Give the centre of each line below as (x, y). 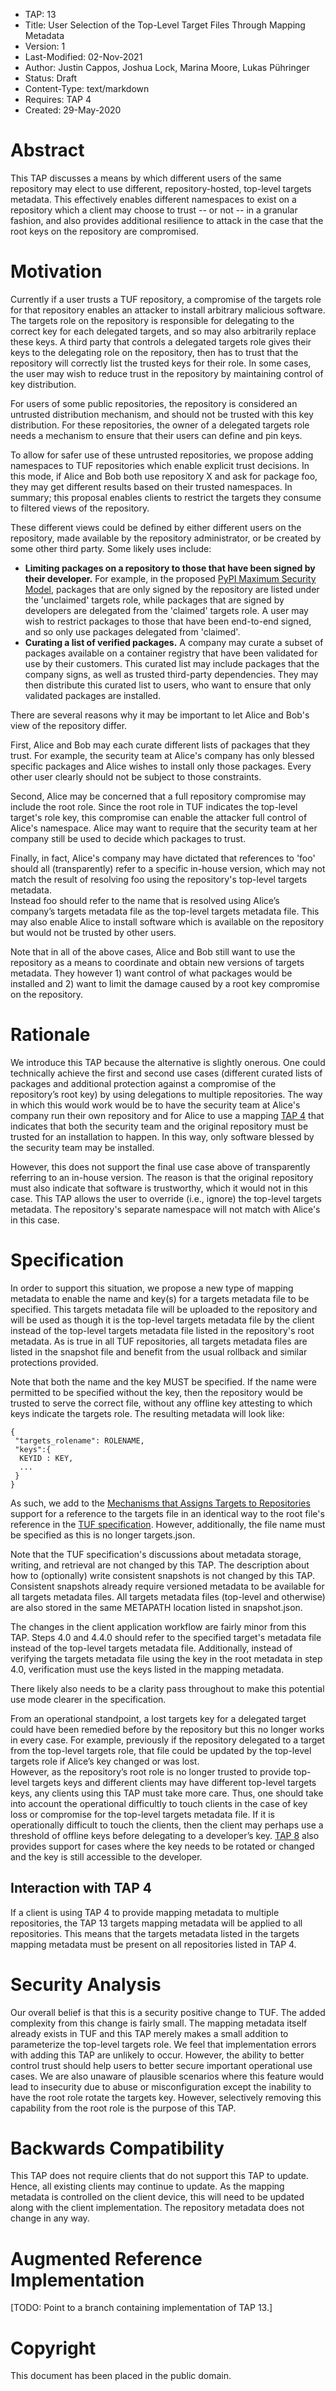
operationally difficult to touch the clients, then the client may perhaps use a (167, 1825)
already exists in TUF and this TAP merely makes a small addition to (149, 2033)
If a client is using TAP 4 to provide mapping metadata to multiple (145, 1912)
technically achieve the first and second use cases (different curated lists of (166, 1073)
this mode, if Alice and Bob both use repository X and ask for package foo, (164, 476)
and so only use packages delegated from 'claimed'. (132, 631)
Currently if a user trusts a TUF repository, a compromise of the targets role (166, 299)
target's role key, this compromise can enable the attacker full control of (159, 817)
